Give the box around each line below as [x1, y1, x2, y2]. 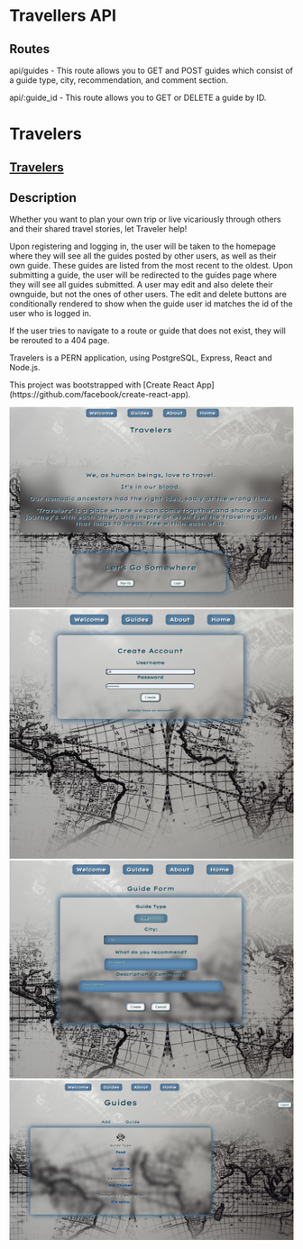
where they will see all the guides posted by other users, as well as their [9, 251, 277, 261]
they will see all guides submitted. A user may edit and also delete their [9, 279, 273, 290]
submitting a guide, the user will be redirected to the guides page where [9, 269, 278, 280]
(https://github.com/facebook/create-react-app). [9, 389, 191, 400]
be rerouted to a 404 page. [9, 335, 110, 346]
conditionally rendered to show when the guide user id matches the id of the [9, 298, 293, 309]
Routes [9, 41, 50, 57]
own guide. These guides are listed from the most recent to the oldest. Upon [9, 260, 293, 271]
